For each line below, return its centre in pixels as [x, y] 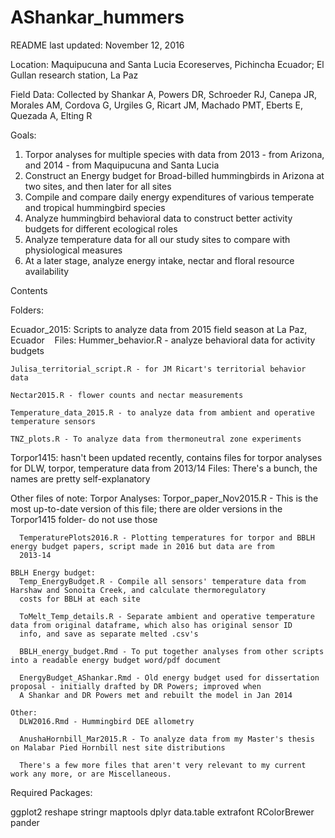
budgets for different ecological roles [101, 228]
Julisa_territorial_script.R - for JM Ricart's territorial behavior [158, 369]
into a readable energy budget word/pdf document [116, 660]
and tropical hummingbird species [95, 207]
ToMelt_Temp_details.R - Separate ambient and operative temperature [167, 616]
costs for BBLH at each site [80, 599]
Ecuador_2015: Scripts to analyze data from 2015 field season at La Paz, [159, 329]
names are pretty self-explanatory [80, 478]
